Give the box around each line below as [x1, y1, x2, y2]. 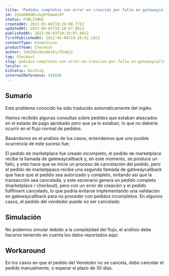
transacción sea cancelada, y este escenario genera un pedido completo [5, 177, 156, 183]
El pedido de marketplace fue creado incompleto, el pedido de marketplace [5, 150, 162, 156]
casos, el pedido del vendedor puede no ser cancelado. [5, 198, 121, 204]
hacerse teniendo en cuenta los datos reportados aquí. [5, 232, 119, 238]
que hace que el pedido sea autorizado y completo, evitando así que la [5, 172, 152, 178]
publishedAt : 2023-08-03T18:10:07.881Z [5, 31, 89, 36]
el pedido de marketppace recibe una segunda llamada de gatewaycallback [5, 166, 162, 172]
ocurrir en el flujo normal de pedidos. [5, 125, 82, 131]
